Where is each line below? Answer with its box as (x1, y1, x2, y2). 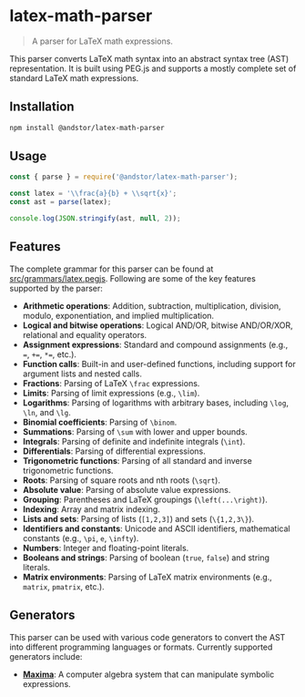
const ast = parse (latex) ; (9, 198, 112, 207)
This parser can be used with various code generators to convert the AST (9, 631, 286, 642)
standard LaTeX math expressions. (9, 72, 139, 83)
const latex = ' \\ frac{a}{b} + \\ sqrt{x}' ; (9, 189, 178, 199)
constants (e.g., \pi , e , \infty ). (22, 532, 139, 543)
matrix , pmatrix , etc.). (22, 580, 105, 592)
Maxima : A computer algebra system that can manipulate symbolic (22, 669, 275, 680)
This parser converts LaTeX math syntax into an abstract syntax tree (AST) (9, 53, 290, 64)
